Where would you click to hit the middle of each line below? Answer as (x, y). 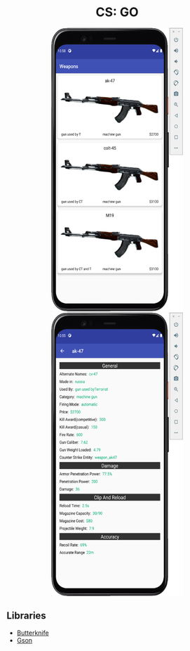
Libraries (26, 616)
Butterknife (33, 633)
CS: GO (117, 12)
